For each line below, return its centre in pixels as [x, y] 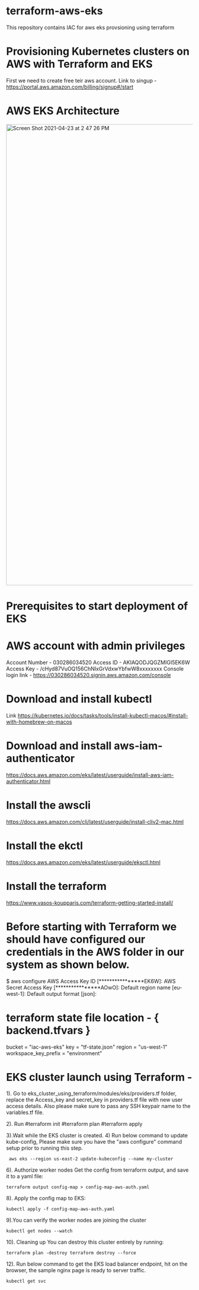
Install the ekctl [45, 846]
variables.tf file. [25, 1112]
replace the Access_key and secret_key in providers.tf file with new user [94, 1100]
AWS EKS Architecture [63, 111]
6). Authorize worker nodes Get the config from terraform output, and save [97, 1170]
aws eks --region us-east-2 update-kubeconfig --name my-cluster [91, 1159]
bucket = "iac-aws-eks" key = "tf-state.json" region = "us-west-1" [87, 1047]
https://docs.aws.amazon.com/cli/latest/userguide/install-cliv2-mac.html [95, 822]
